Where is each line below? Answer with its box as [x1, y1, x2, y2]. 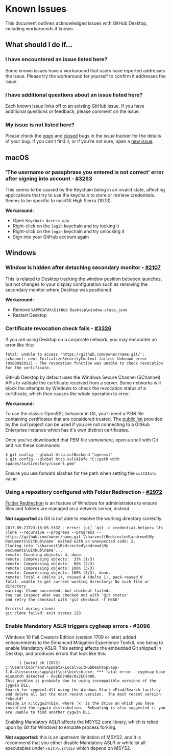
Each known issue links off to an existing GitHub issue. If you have [5, 103, 144, 109]
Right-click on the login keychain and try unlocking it [12, 228, 125, 234]
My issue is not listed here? [5, 121, 75, 128]
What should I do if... [5, 41, 73, 49]
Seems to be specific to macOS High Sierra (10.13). [5, 197, 112, 203]
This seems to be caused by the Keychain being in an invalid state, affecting [5, 186, 165, 192]
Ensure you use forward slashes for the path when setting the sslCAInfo [5, 470, 157, 476]
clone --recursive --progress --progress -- [5, 530, 102, 535]
